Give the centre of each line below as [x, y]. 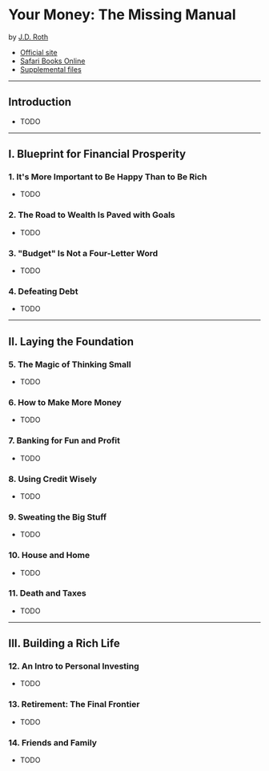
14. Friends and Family [53, 742]
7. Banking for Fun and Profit [64, 440]
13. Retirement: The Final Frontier [74, 705]
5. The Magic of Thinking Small [70, 364]
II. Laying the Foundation [71, 341]
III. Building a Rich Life [64, 643]
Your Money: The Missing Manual [122, 15]
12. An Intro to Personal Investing [74, 666]
